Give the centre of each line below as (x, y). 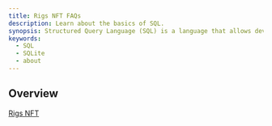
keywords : (25, 38)
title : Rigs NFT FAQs (45, 16)
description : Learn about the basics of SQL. (86, 23)
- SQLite (30, 53)
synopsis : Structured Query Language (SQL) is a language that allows (130, 31)
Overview (34, 94)
